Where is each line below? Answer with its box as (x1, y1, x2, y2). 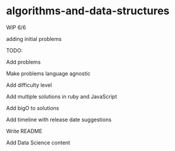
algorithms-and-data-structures (6, 4, 170, 18)
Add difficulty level (6, 81, 52, 89)
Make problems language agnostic (6, 70, 91, 77)
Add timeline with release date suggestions (6, 116, 112, 123)
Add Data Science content (6, 139, 71, 146)
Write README (6, 127, 43, 134)
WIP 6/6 (6, 24, 26, 31)
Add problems (6, 58, 41, 65)
